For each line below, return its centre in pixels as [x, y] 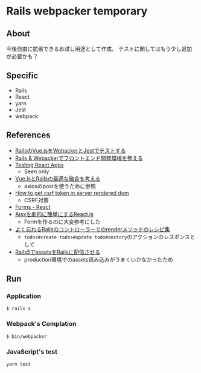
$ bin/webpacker [27, 336]
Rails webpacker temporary [77, 11]
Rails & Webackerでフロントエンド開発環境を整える [79, 158]
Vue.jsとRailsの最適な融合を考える [58, 178]
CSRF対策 [37, 200]
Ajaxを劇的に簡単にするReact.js [54, 214]
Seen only [37, 171]
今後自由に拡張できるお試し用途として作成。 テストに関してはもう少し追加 [99, 49]
